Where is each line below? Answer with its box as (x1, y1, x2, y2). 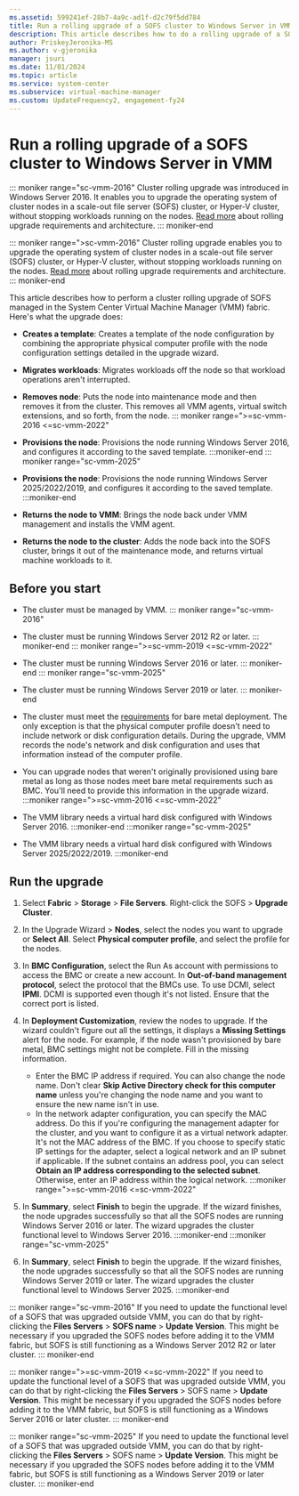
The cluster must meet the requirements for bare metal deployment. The (21, 711, 287, 722)
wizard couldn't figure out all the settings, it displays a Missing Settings (21, 1024, 287, 1035)
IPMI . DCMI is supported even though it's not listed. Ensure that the (21, 989, 270, 999)
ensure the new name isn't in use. (35, 1098, 160, 1109)
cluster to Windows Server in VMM (9, 153, 273, 174)
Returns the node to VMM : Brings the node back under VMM (21, 509, 247, 521)
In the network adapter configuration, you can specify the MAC (35, 1108, 267, 1119)
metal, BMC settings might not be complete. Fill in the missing (21, 1043, 249, 1055)
